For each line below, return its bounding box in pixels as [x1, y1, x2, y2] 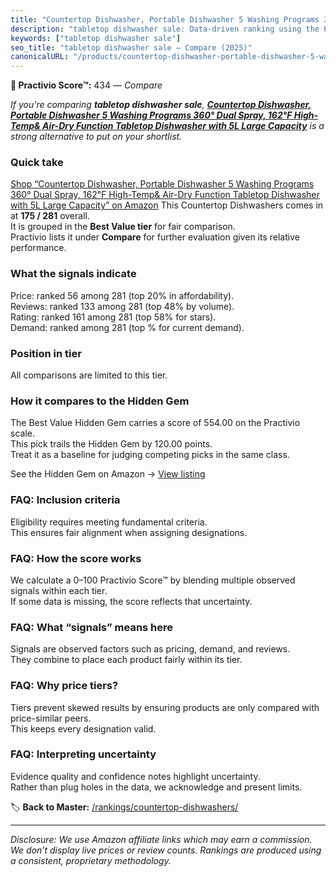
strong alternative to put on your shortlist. [10, 131, 183, 143]
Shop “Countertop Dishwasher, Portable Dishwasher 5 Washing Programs [10, 178, 315, 190]
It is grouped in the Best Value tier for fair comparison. [10, 221, 236, 233]
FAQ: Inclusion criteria [10, 493, 121, 507]
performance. [10, 242, 67, 254]
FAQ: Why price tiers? [10, 679, 119, 693]
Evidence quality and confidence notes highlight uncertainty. [10, 770, 261, 782]
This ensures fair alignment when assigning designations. [10, 526, 248, 538]
